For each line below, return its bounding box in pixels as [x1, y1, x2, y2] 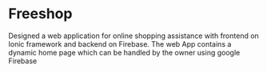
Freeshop [8, 5, 73, 23]
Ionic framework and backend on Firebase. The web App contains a [8, 39, 232, 48]
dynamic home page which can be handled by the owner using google [8, 47, 241, 57]
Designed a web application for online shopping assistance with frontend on [8, 31, 260, 40]
